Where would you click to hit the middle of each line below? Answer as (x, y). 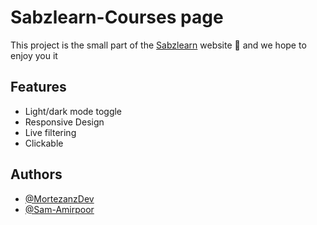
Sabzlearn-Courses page (117, 17)
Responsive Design (64, 122)
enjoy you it (34, 55)
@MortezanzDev (59, 198)
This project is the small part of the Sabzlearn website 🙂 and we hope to (158, 45)
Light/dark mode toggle (73, 111)
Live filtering (50, 132)
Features (38, 87)
